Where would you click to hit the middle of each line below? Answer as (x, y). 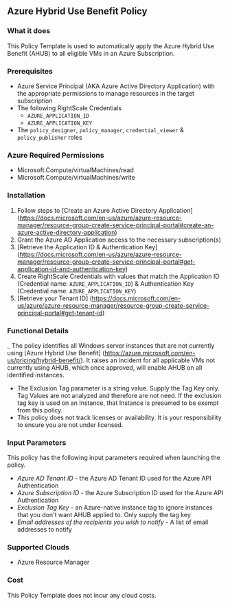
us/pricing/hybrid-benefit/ (44, 360)
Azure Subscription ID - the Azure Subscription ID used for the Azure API (120, 493)
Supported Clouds (38, 547)
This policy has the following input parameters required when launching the (114, 458)
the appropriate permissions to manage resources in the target (105, 93)
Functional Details (38, 331)
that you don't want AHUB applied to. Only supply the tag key (104, 515)
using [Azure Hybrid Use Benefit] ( (56, 353)
